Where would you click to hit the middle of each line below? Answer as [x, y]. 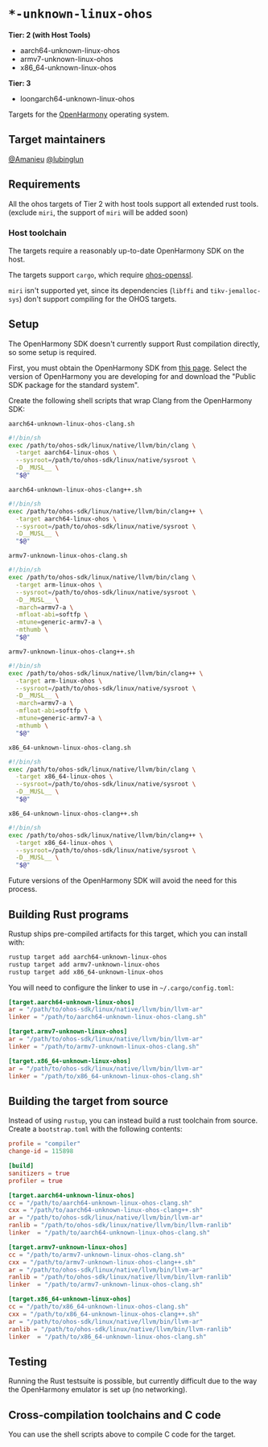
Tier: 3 [20, 83]
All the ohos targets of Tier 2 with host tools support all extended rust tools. [134, 204]
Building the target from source [89, 1101]
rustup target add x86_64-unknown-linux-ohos [86, 972]
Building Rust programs [68, 915]
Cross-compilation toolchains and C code [115, 1415]
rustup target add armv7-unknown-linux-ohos [84, 964]
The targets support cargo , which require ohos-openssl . [101, 274]
